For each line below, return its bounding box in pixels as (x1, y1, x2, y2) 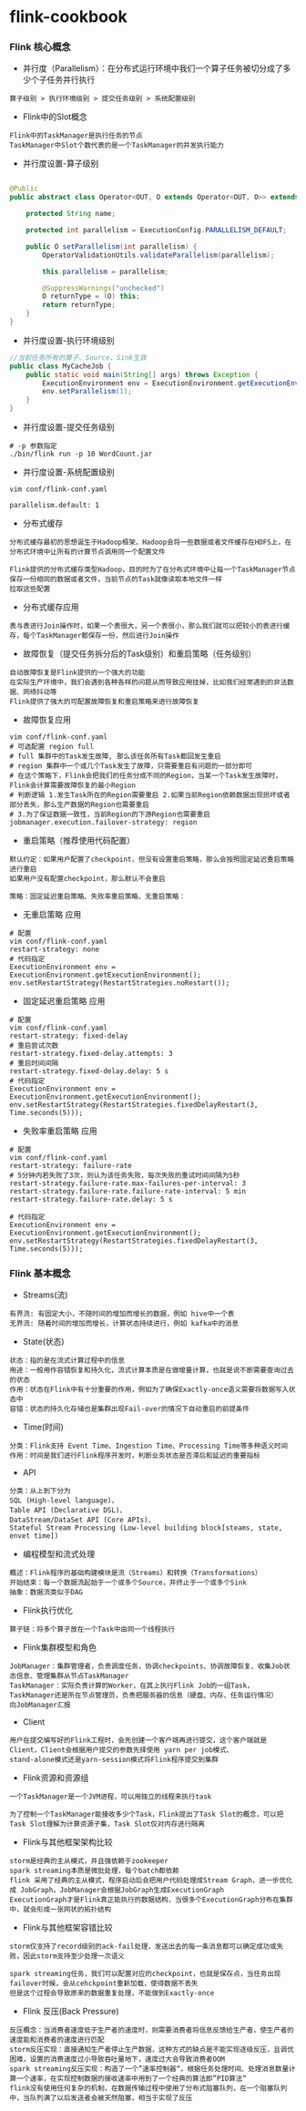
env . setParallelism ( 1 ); (42, 387, 132, 396)
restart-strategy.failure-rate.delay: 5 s (9, 1195, 173, 1204)
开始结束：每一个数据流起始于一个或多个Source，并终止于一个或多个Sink (9, 1578, 248, 1587)
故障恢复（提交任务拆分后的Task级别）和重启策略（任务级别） (22, 649, 257, 660)
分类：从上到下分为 (9, 1487, 71, 1496)
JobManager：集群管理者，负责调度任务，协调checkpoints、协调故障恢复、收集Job (9, 1662, 284, 1671)
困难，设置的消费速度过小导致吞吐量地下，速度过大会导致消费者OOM (9, 2055, 226, 2065)
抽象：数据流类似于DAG (9, 1588, 84, 1597)
